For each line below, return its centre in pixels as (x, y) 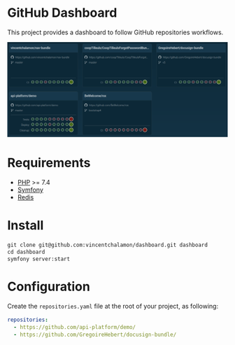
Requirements (49, 163)
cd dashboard (26, 252)
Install (26, 226)
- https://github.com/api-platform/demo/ (75, 327)
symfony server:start (39, 259)
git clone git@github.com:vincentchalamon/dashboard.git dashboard (108, 245)
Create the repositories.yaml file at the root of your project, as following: (113, 306)
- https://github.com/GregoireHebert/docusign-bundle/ (95, 335)
